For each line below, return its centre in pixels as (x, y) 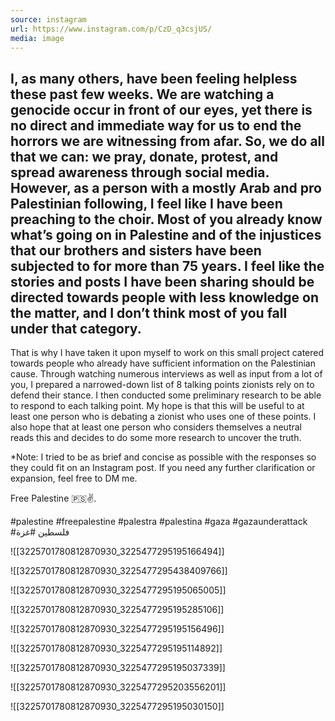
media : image (37, 38)
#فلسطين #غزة (40, 532)
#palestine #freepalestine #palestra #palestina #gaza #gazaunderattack (159, 522)
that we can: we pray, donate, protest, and (144, 156)
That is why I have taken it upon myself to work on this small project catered (167, 353)
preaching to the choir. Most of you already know (166, 219)
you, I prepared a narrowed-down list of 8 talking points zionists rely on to (162, 385)
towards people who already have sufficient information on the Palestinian (163, 363)
